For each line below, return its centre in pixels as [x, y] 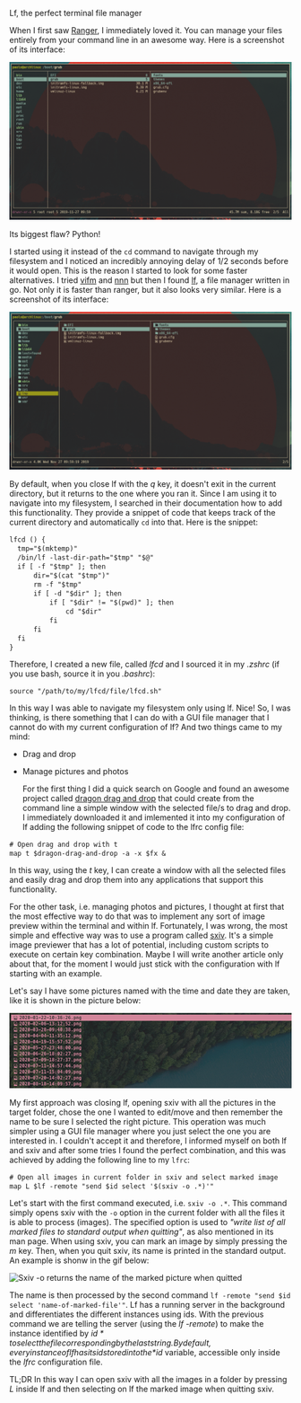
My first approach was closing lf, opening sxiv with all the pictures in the [142, 1103]
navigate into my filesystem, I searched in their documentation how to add [146, 503]
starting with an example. [56, 974]
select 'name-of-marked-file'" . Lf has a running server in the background [147, 1305]
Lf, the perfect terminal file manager [76, 13]
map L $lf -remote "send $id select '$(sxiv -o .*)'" [112, 1187]
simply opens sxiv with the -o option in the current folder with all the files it [147, 1213]
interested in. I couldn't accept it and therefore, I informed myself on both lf [148, 1141]
